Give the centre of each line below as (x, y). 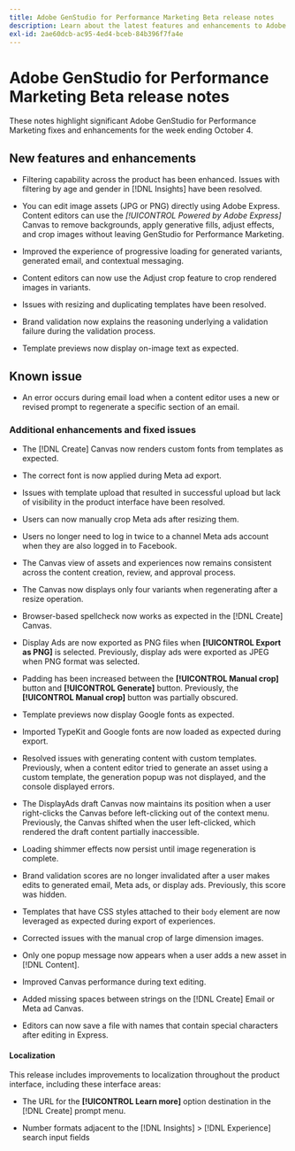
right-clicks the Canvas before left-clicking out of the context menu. (145, 813)
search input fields (56, 1138)
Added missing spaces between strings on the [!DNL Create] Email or (148, 999)
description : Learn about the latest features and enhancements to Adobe (148, 26)
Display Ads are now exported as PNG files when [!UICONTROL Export (151, 643)
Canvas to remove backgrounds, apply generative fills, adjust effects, (148, 225)
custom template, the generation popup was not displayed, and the (144, 777)
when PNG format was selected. (81, 661)
